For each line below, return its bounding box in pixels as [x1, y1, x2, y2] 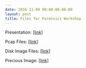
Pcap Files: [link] [5, 39, 38, 45]
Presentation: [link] [5, 30, 43, 35]
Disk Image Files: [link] [5, 48, 51, 54]
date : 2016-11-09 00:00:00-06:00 [5, 7, 73, 12]
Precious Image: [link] [5, 58, 49, 64]
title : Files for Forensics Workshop [5, 16, 82, 21]
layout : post [5, 12, 32, 17]
